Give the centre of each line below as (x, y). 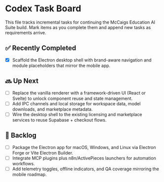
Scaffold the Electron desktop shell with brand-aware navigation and (82, 60)
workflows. (24, 163)
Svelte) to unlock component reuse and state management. (72, 98)
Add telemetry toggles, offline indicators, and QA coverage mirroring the (85, 169)
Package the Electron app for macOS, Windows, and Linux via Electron (84, 147)
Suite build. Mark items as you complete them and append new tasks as (78, 27)
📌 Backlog (21, 136)
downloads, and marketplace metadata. (52, 109)
